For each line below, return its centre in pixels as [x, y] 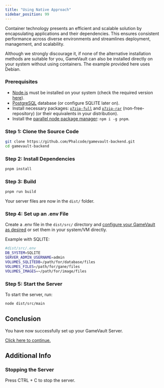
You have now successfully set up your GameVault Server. [64, 330]
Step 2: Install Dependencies [40, 159]
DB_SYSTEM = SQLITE [23, 253]
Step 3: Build [21, 181]
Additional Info [28, 356]
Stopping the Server [30, 370]
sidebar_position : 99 [27, 14]
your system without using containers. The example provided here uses [78, 64]
